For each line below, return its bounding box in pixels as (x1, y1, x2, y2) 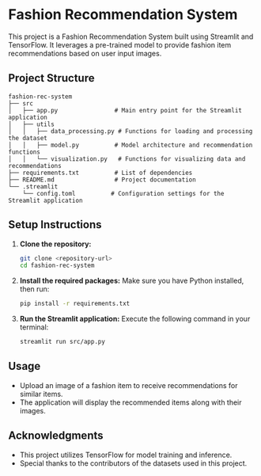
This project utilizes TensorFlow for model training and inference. (19, 450, 233, 459)
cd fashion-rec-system (19, 261, 95, 270)
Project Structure (8, 71, 95, 85)
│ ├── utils (8, 120, 55, 128)
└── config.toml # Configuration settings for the (22, 189, 225, 197)
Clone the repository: (19, 239, 92, 249)
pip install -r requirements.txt (19, 299, 130, 308)
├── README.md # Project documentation (8, 176, 196, 184)
